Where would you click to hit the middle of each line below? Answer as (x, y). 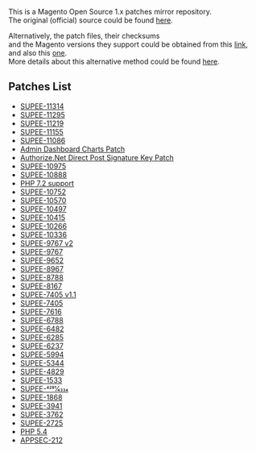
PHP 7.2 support (47, 183)
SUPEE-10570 (43, 200)
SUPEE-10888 (43, 174)
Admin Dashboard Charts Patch (72, 149)
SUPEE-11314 (42, 106)
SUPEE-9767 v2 (47, 243)
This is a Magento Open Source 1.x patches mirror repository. (110, 12)
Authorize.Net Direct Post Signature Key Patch (97, 157)
